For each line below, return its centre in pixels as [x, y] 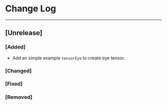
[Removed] [19, 97]
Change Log [31, 9]
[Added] [15, 47]
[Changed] [18, 71]
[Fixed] [14, 84]
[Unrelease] [24, 33]
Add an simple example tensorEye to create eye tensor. [69, 58]
